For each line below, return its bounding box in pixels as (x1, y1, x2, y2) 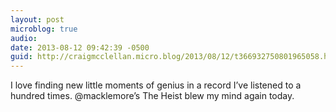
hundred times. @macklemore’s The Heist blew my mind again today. (10, 90, 295, 102)
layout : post (10, 14, 65, 25)
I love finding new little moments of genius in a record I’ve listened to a (10, 79, 302, 91)
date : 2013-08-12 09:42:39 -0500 (10, 42, 150, 53)
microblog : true (10, 24, 78, 34)
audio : (10, 33, 38, 43)
